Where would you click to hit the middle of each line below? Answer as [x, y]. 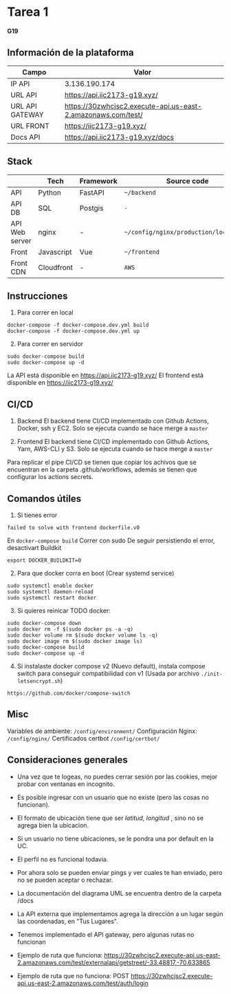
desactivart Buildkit [34, 548]
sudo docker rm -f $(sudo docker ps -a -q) [70, 629]
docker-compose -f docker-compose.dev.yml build [78, 325]
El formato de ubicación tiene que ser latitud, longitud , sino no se [110, 818]
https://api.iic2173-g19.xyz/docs [119, 137]
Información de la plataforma [70, 53]
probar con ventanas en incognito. [66, 784]
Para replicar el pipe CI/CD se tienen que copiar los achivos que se [102, 463]
